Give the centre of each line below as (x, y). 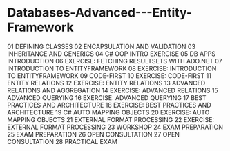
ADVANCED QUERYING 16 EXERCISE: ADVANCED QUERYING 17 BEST (107, 97)
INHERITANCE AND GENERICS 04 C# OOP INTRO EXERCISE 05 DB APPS (112, 54)
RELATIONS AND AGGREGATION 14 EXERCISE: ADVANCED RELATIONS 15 (113, 90)
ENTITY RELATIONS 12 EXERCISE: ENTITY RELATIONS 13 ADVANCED (106, 83)
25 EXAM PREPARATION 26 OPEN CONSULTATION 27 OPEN (93, 134)
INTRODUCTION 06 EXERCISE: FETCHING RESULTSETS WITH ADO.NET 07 (115, 61)
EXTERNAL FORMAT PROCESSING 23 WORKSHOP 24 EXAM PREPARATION (115, 127)
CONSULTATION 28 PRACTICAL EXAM (62, 141)
